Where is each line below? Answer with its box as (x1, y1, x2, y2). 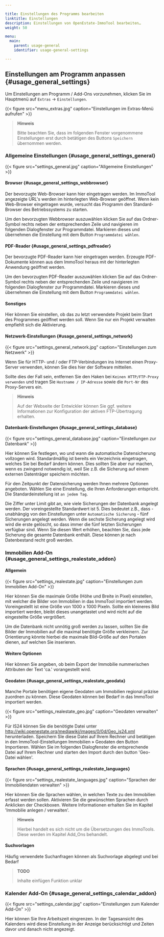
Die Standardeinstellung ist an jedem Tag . (5, 491, 88, 497)
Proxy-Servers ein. (5, 384, 43, 390)
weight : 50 (5, 25, 27, 30)
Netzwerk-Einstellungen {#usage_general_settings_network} (5, 333, 133, 339)
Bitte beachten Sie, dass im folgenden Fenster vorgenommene (17, 130, 143, 135)
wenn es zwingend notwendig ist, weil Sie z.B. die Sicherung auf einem (5, 466, 149, 471)
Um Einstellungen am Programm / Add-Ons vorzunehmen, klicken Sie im (5, 91, 152, 97)
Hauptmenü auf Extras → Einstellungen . (5, 96, 87, 102)
